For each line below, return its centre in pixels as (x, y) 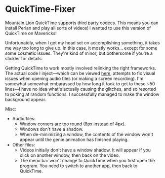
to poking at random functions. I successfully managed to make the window (82, 94)
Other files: (24, 144)
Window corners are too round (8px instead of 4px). (73, 124)
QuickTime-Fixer (40, 9)
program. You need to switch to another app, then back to (79, 166)
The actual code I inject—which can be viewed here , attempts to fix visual (80, 73)
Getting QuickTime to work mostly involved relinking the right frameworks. (81, 68)
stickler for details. (24, 58)
